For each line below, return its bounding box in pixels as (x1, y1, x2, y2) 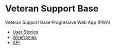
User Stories (12, 29, 38, 35)
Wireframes (12, 34, 37, 40)
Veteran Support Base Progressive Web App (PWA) (5, 19, 111, 25)
